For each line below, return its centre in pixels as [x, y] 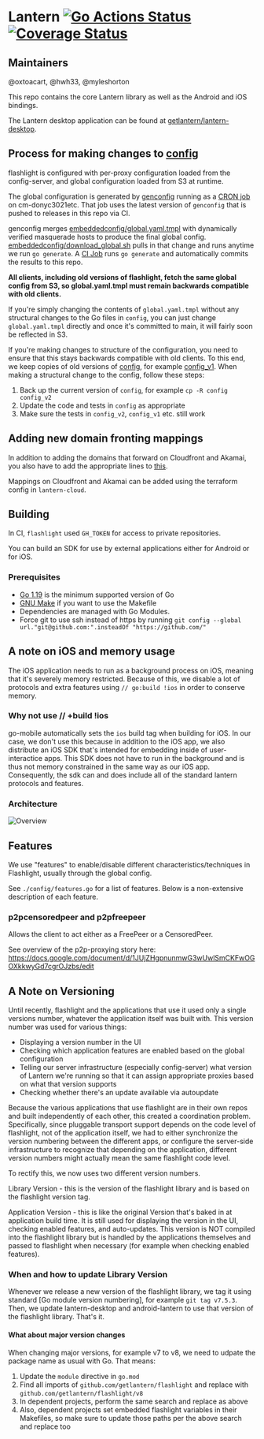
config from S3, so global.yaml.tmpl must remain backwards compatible [128, 285]
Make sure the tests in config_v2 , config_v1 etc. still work [112, 413]
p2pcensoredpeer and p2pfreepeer [77, 917]
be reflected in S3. [38, 334]
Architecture [33, 803]
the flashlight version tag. [49, 1197]
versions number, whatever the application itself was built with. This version [131, 1019]
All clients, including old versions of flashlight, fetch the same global [123, 277]
